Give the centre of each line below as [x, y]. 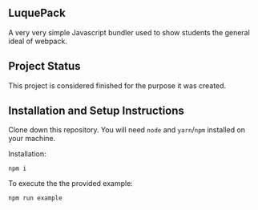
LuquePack [37, 13]
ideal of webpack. [38, 41]
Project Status [45, 66]
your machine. [32, 139]
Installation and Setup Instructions [96, 111]
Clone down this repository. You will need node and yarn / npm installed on [127, 130]
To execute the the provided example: [71, 184]
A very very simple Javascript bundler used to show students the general [129, 32]
